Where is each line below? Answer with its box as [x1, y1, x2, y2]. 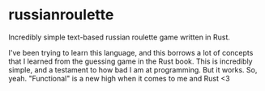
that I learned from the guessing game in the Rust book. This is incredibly [8, 56, 253, 66]
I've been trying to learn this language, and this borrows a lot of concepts [8, 48, 254, 57]
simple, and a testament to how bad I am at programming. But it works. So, [8, 64, 258, 74]
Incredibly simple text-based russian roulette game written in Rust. [8, 32, 231, 42]
